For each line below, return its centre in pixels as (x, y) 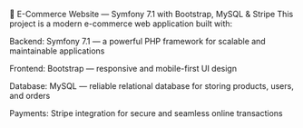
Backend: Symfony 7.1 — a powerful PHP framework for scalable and (137, 41)
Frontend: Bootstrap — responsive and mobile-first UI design (123, 69)
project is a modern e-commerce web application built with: (121, 24)
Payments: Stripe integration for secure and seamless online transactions (146, 113)
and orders (30, 96)
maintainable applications (57, 51)
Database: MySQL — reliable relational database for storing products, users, (152, 86)
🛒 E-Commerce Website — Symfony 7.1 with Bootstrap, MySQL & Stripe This (151, 14)
